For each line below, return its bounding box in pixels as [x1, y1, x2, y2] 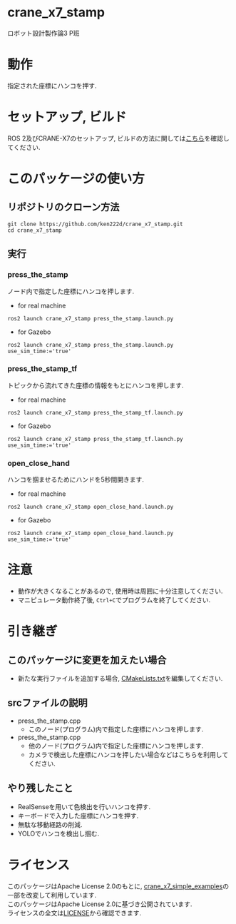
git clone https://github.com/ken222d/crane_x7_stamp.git [7, 220, 183, 228]
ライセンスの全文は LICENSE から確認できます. [7, 908, 142, 917]
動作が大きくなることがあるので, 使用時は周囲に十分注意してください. [17, 587, 223, 596]
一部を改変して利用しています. [7, 890, 97, 899]
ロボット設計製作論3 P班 [7, 29, 80, 37]
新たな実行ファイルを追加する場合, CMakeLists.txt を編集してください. [17, 674, 223, 683]
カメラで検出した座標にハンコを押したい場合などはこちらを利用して [28, 750, 229, 758]
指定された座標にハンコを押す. [7, 81, 98, 90]
